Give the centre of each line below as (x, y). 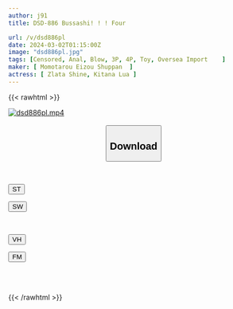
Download (134, 146)
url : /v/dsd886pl (37, 37)
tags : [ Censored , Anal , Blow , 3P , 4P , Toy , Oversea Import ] (117, 60)
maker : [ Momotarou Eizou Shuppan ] (71, 67)
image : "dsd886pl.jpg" (46, 53)
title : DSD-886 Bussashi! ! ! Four (67, 23)
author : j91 (28, 16)
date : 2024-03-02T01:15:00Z (55, 45)
